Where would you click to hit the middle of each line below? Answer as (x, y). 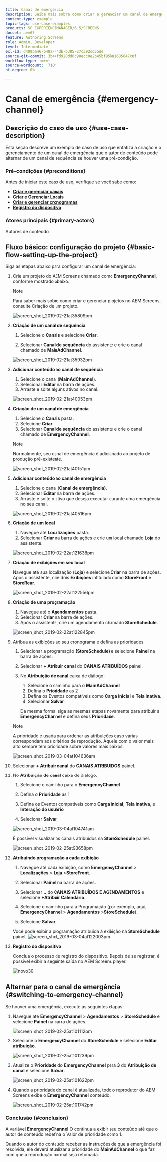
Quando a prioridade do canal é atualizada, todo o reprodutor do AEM (84, 1090)
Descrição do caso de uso (46, 128)
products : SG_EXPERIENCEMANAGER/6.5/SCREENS (52, 28)
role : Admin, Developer (30, 42)
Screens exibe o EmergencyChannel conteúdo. (62, 1095)
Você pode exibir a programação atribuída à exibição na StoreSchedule (86, 931)
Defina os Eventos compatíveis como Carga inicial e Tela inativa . (94, 696)
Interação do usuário (42, 809)
